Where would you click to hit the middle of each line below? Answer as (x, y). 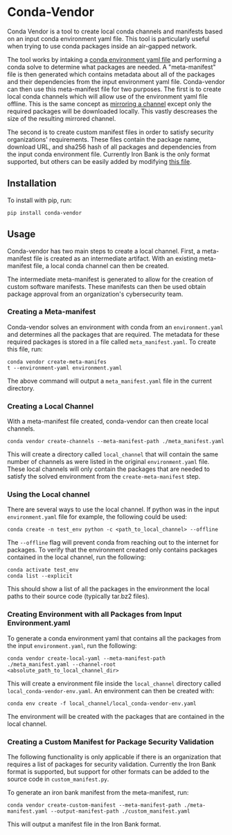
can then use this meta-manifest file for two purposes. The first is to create (114, 89)
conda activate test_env (43, 570)
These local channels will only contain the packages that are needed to (108, 469)
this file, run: (25, 349)
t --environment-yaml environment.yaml (65, 368)
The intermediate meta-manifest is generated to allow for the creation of (110, 279)
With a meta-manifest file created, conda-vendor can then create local (108, 422)
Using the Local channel (48, 495)
